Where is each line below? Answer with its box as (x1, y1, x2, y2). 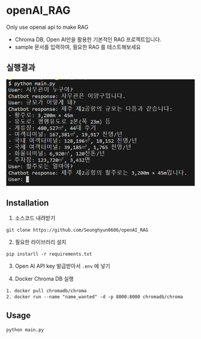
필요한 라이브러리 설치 (14, 238, 67, 246)
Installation (6, 197, 49, 208)
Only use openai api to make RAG (6, 23, 89, 31)
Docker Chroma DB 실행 (14, 275, 74, 283)
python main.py (6, 327, 44, 333)
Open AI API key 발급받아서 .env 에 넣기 (14, 262, 111, 270)
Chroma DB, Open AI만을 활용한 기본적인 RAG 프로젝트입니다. (14, 35, 162, 43)
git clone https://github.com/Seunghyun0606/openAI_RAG (6, 227, 148, 233)
